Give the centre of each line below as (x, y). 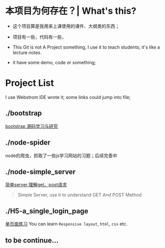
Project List (30, 83)
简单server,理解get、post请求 (36, 185)
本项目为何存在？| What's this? (71, 11)
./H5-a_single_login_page (47, 211)
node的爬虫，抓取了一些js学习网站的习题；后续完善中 (61, 155)
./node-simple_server (41, 172)
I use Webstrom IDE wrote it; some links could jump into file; (68, 97)
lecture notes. (27, 53)
